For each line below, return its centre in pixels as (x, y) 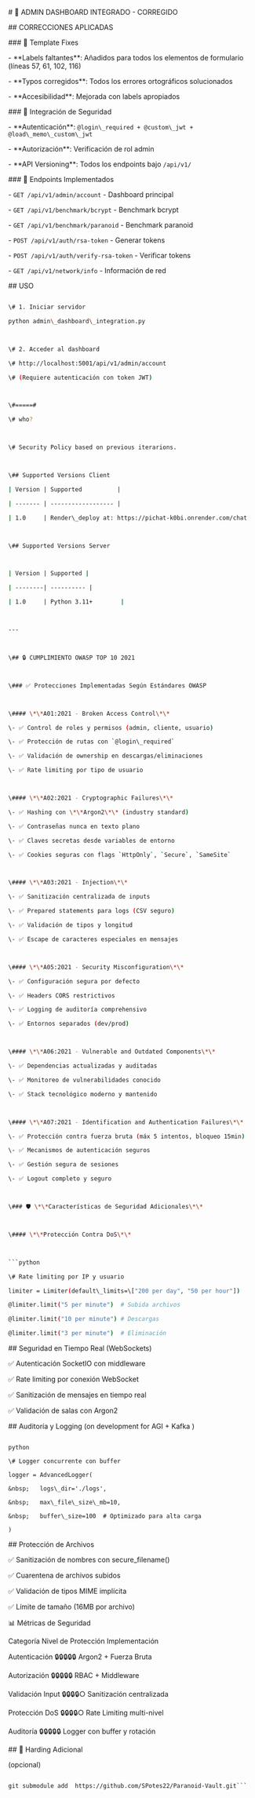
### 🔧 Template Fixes (43, 42)
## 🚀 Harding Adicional (46, 1749)
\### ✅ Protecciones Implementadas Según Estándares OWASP (107, 686)
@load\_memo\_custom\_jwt (50, 134)
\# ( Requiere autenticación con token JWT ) (80, 377)
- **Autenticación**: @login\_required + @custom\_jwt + (101, 127)
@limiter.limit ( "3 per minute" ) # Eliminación (87, 1333)
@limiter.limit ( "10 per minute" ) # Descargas (84, 1319)
